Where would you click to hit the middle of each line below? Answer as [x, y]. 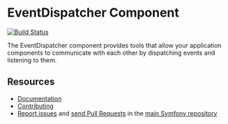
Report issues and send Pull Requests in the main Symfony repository [117, 113]
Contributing [35, 106]
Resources [31, 82]
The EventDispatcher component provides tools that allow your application [114, 45]
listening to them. [32, 60]
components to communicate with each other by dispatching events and [111, 53]
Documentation [39, 98]
